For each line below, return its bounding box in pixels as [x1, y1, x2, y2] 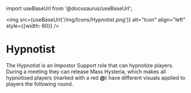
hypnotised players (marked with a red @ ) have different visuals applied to [6, 74, 186, 81]
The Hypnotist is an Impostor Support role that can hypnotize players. [6, 62, 174, 69]
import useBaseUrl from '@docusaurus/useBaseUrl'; [6, 5, 133, 12]
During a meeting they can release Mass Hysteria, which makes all [6, 68, 166, 75]
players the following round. [6, 80, 74, 87]
